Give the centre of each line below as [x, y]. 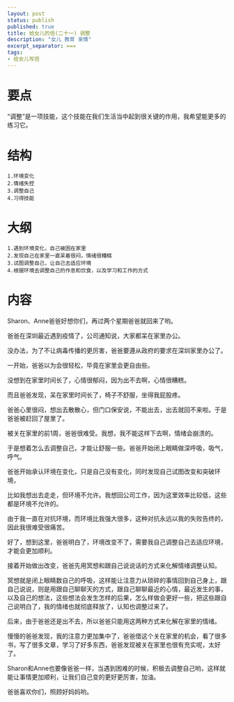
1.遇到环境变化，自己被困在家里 [47, 248]
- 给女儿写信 [23, 59]
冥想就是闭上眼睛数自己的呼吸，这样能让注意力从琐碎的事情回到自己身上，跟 [117, 580]
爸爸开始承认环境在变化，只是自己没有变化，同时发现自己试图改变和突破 [111, 471]
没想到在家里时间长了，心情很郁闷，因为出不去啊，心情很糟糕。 [99, 380]
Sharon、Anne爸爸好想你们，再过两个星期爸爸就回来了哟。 [92, 320]
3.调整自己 [21, 191]
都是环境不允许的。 [35, 504]
